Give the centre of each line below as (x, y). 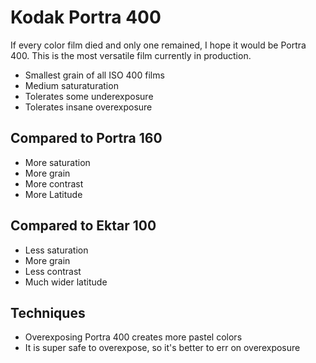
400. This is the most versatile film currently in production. (131, 55)
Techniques (48, 312)
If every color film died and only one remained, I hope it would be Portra (158, 45)
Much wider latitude (66, 282)
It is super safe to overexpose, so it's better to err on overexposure (162, 348)
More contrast (54, 183)
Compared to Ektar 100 (83, 226)
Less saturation (56, 250)
